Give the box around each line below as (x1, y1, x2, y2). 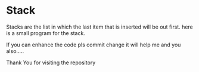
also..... (6, 47, 24, 54)
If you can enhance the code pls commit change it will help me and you (6, 41, 181, 48)
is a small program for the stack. (6, 29, 85, 36)
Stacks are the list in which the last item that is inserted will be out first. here (6, 23, 194, 30)
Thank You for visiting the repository (6, 59, 96, 66)
